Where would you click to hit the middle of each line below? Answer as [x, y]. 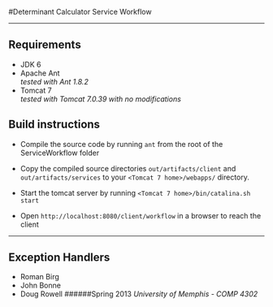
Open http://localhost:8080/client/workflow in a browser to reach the [141, 215]
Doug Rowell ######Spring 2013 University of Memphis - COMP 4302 [139, 294]
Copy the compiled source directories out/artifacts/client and [128, 168]
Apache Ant [40, 73]
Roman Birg [39, 277]
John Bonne [40, 285]
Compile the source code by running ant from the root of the [121, 144]
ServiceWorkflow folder [60, 153]
